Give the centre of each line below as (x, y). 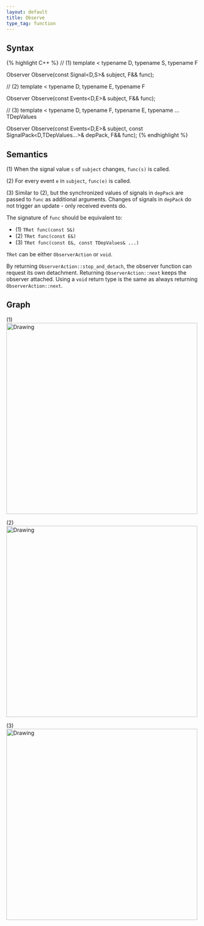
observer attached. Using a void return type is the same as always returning (102, 279)
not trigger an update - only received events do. (67, 206)
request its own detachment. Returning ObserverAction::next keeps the (97, 272)
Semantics (27, 154)
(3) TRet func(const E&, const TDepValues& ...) (77, 243)
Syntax (20, 48)
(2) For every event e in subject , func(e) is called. (69, 181)
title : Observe (26, 18)
